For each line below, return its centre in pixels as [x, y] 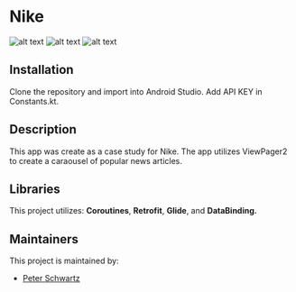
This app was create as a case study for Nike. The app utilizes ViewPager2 [148, 151]
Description [43, 129]
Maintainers [44, 239]
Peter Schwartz [51, 278]
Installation [42, 70]
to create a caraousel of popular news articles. [96, 160]
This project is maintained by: [64, 261]
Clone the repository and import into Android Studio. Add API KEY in [136, 91]
